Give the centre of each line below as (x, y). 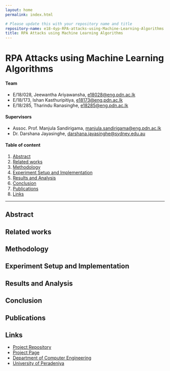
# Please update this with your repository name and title (69, 24)
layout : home (19, 10)
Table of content (23, 145)
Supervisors (18, 117)
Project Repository (32, 347)
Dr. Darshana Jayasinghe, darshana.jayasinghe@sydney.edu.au (79, 133)
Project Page (26, 353)
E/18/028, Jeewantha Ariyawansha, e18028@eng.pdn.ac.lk (74, 95)
